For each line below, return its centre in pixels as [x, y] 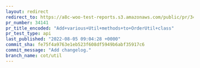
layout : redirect [27, 12]
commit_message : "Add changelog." [49, 50]
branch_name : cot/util [34, 56]
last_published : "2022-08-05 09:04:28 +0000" [63, 39]
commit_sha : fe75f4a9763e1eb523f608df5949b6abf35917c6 [75, 45]
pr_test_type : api [28, 34]
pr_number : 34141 [27, 22]
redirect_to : [22, 17]
